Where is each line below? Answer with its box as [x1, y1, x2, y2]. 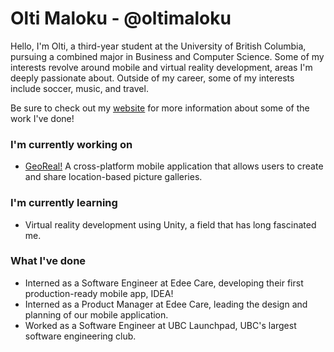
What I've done [10, 254, 87, 268]
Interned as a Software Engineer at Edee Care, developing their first [24, 277, 304, 289]
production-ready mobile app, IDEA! [24, 287, 174, 299]
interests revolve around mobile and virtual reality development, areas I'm [10, 61, 313, 73]
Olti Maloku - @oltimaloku [10, 7, 232, 30]
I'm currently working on [10, 137, 133, 151]
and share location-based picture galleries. [24, 171, 203, 183]
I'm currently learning [10, 196, 118, 210]
